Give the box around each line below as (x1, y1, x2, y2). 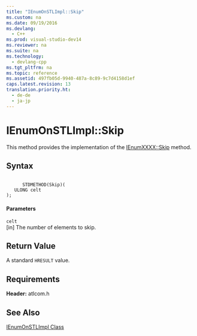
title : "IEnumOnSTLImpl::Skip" (6, 8, 84, 15)
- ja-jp (11, 98, 31, 104)
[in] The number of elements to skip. (6, 223, 96, 231)
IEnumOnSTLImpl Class (6, 323, 65, 331)
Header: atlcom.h (6, 290, 50, 297)
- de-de (11, 92, 31, 98)
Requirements (6, 274, 60, 284)
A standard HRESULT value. (6, 257, 70, 264)
